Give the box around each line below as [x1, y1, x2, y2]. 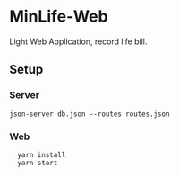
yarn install [17, 150, 66, 159]
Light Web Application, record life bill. [9, 36, 148, 47]
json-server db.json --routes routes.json [9, 110, 170, 119]
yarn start [17, 158, 58, 167]
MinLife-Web [9, 6, 109, 27]
